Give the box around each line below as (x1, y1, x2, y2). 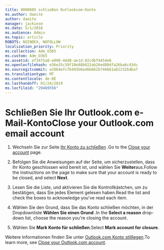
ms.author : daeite (5, 12, 43, 17)
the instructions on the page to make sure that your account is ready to (12, 169, 157, 176)
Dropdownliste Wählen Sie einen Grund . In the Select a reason (12, 210, 141, 216)
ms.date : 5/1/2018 (5, 26, 43, 31)
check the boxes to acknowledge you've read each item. (12, 195, 127, 201)
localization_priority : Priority (5, 44, 74, 49)
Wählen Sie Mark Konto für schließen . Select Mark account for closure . (12, 225, 160, 231)
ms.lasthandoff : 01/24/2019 (5, 81, 63, 86)
